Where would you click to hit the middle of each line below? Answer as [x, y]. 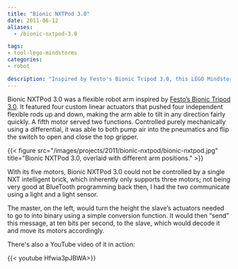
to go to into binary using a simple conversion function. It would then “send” [118, 215]
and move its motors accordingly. [56, 230]
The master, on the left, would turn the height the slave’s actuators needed [116, 208]
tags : [15, 47]
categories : [25, 60]
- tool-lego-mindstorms [42, 53]
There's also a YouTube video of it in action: [71, 244]
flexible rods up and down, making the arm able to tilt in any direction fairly [117, 114]
